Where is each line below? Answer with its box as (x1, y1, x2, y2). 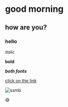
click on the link (5, 77, 37, 83)
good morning (5, 3, 64, 15)
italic (5, 49, 15, 55)
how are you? (5, 23, 47, 32)
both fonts (5, 68, 27, 74)
